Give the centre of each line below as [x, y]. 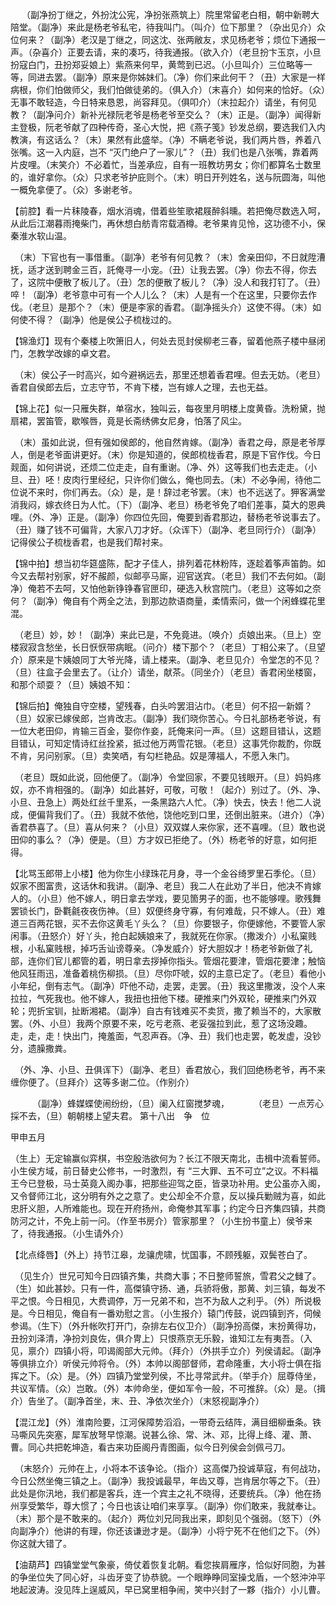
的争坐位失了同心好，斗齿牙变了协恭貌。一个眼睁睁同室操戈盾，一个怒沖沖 [163, 1577]
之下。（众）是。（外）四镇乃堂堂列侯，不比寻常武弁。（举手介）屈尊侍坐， [170, 1376]
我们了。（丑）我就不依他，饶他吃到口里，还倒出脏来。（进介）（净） [189, 814]
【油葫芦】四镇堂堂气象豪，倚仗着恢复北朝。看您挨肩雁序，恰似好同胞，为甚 [168, 1564]
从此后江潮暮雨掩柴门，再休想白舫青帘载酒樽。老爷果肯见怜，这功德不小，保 [168, 223]
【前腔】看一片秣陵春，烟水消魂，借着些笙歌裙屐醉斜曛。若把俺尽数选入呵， [168, 211]
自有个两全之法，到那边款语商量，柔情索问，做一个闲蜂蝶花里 [198, 601]
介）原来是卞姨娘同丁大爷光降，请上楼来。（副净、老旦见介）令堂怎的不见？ [166, 659]
